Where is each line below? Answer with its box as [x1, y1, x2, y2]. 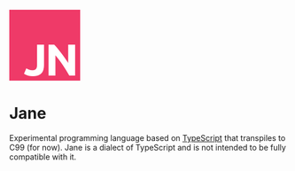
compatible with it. [9, 152, 77, 162]
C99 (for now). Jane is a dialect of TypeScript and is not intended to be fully [9, 142, 286, 152]
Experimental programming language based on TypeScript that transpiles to [9, 132, 286, 143]
